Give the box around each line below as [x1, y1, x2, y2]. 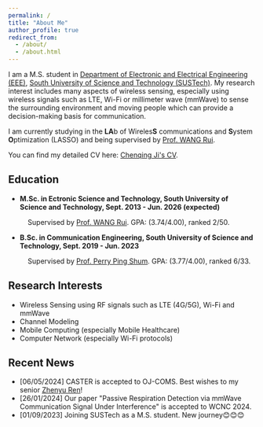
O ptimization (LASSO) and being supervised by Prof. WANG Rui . [8, 135, 216, 144]
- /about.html [15, 48, 61, 56]
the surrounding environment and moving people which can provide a [8, 103, 234, 112]
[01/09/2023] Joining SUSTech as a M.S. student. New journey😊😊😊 [19, 410, 245, 420]
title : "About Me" [8, 19, 68, 27]
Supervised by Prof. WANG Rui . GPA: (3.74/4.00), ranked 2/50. [27, 217, 230, 226]
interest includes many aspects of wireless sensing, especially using [8, 87, 229, 95]
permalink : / [8, 11, 51, 20]
